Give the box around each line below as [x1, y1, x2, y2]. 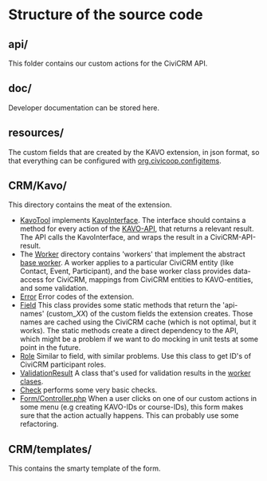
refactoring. [19, 419, 59, 429]
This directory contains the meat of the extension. [8, 200, 172, 209]
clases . [19, 377, 44, 387]
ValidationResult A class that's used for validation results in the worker [19, 368, 251, 378]
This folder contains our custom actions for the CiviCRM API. [8, 58, 208, 68]
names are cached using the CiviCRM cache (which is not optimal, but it [19, 317, 257, 327]
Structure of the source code [8, 6, 203, 24]
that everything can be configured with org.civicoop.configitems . [8, 156, 222, 165]
